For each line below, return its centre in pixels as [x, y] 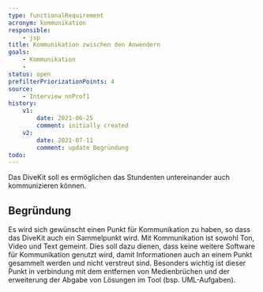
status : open [30, 74]
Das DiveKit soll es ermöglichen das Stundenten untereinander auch [119, 178]
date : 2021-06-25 [65, 118]
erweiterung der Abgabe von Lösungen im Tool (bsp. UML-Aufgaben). [122, 280]
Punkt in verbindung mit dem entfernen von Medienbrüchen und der [119, 271]
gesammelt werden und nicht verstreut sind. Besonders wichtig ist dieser [127, 263]
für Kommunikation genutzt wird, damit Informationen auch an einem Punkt [130, 255]
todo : [17, 155]
